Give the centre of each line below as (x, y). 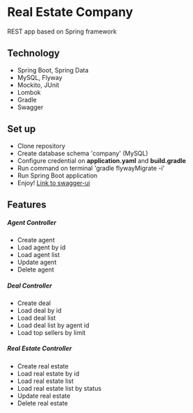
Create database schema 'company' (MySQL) (83, 153)
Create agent (36, 240)
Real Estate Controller (40, 348)
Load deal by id (39, 310)
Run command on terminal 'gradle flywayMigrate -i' (91, 168)
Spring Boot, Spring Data (53, 70)
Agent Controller (32, 222)
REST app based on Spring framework (62, 31)
